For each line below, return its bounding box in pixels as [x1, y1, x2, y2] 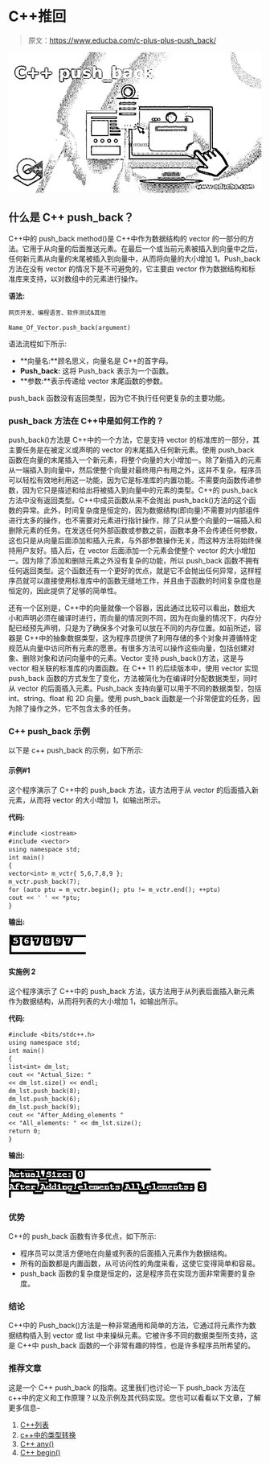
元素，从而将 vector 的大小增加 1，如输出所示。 [8, 794, 166, 805]
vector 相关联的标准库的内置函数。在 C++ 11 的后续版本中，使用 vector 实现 [8, 663, 259, 673]
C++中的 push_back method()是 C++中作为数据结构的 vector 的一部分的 [8, 233, 247, 243]
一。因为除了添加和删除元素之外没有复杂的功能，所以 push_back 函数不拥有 [8, 556, 260, 566]
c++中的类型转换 [19, 1430, 76, 1439]
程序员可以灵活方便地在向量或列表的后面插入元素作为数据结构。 [19, 1248, 231, 1258]
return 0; [8, 1127, 42, 1135]
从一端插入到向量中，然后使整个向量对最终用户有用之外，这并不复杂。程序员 [8, 465, 262, 475]
